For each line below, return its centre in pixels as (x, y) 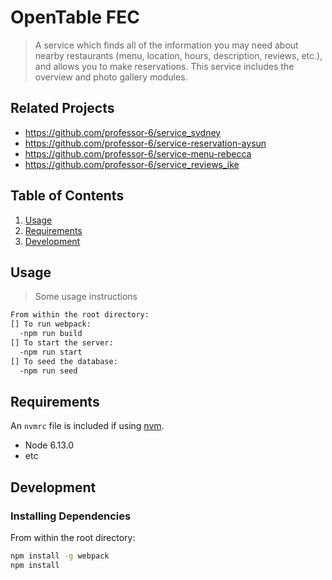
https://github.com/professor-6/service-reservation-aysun (145, 143)
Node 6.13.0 (49, 445)
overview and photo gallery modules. (111, 77)
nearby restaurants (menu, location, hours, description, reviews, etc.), (178, 55)
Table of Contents (67, 196)
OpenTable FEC (75, 17)
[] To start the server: (62, 343)
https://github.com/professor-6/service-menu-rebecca (138, 153)
